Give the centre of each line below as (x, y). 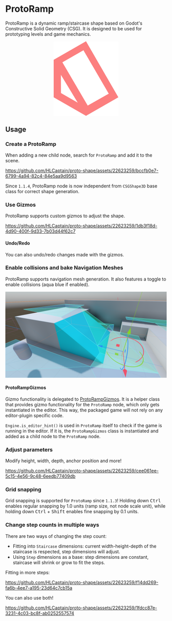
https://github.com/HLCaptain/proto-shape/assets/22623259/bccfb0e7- (82, 171)
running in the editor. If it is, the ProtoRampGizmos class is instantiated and (82, 431)
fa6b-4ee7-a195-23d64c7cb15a (39, 588)
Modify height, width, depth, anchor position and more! (63, 461)
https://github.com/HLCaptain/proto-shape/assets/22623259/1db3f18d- (81, 226)
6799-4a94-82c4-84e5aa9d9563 (41, 176)
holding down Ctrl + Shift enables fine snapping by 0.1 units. (72, 512)
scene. (13, 161)
